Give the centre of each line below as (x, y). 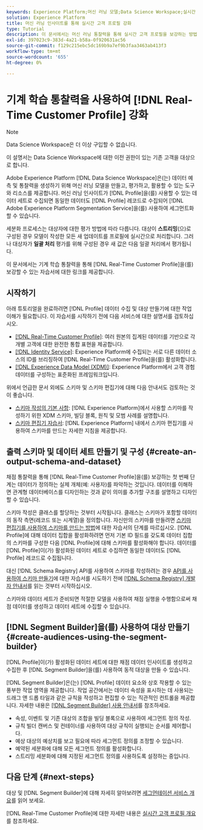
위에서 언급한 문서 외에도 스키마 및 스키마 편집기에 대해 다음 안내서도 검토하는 (98, 387)
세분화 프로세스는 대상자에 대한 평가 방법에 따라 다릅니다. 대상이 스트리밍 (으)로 (99, 229)
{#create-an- (171, 451)
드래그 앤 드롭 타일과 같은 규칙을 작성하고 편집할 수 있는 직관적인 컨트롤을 (93, 697)
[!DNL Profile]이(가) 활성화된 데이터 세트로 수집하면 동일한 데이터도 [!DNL (94, 551)
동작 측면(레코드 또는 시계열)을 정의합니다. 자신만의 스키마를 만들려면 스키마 (102, 520)
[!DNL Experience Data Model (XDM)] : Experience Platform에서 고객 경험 (105, 367)
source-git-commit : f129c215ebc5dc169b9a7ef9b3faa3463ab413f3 (86, 46)
